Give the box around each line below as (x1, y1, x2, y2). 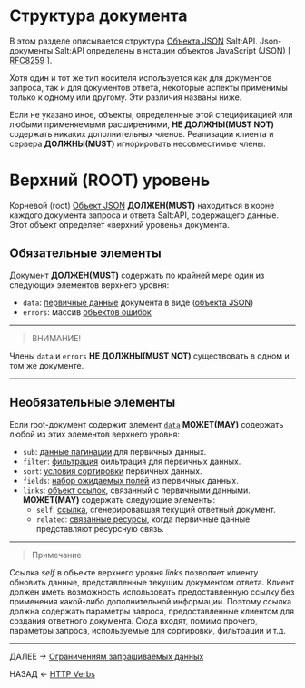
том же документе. (9, 359, 84, 370)
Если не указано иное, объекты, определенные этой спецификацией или (9, 109, 293, 120)
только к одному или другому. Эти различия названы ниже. (9, 92, 242, 103)
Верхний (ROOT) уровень (9, 170, 211, 191)
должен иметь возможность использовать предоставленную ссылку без (9, 586, 295, 597)
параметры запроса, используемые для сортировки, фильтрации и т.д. (9, 624, 286, 635)
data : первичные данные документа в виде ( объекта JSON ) (22, 297, 254, 308)
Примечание (31, 549, 82, 560)
